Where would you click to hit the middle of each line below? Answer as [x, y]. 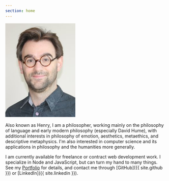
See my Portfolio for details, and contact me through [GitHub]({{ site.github [84, 167]
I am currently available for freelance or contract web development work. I [83, 156]
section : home [20, 11]
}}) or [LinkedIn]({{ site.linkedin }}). [42, 173]
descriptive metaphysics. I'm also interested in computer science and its [81, 141]
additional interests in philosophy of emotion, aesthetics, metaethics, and [82, 136]
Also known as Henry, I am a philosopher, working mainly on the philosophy [84, 125]
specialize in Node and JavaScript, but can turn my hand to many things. [81, 162]
